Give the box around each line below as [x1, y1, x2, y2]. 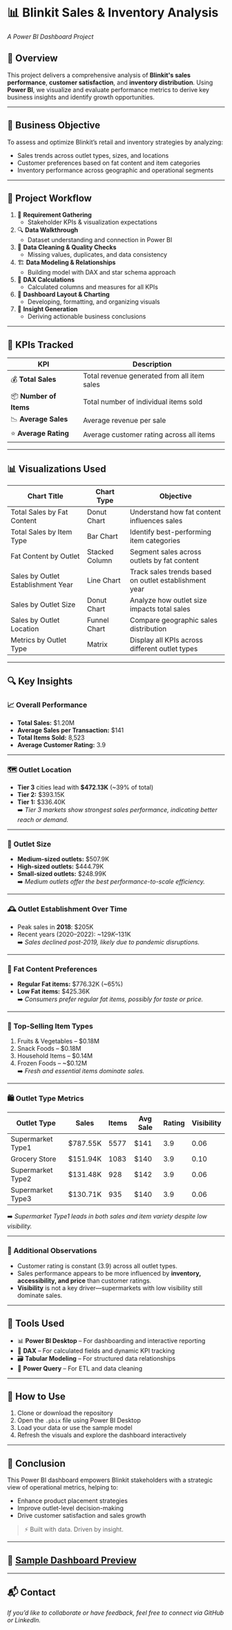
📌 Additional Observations [7, 1246, 97, 1256]
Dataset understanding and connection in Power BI [27, 236, 173, 244]
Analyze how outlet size [130, 596, 207, 605]
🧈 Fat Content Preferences [7, 964, 98, 973]
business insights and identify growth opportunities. [7, 93, 155, 101]
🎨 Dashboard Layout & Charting [17, 291, 110, 299]
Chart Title [27, 491, 64, 501]
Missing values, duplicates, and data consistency [27, 250, 168, 259]
